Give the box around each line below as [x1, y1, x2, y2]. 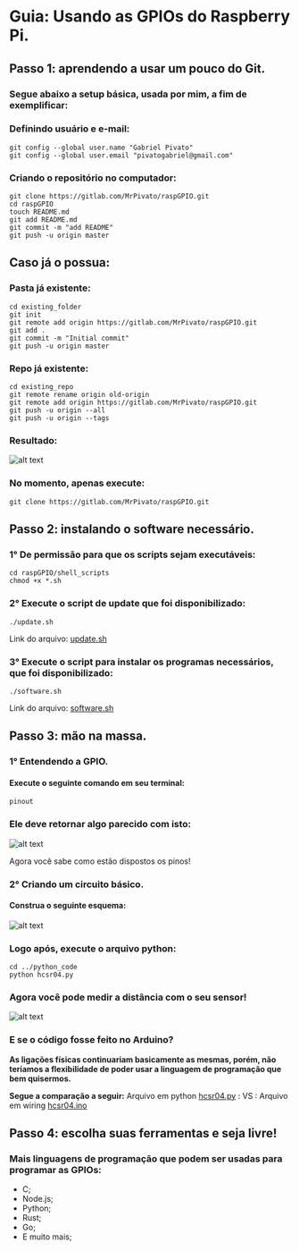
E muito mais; [21, 1231, 72, 1242]
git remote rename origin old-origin [9, 391, 150, 400]
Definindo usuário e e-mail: [9, 123, 130, 135]
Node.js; [21, 1194, 54, 1205]
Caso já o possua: [9, 255, 110, 270]
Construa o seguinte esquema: [9, 900, 127, 911]
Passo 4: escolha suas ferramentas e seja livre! [9, 1126, 278, 1141]
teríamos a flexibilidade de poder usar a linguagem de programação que [9, 1063, 282, 1074]
